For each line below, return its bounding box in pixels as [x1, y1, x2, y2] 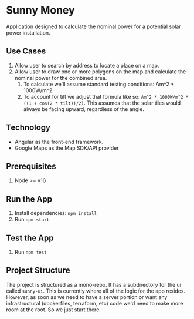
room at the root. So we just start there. [6, 306, 101, 313]
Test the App [6, 233, 54, 243]
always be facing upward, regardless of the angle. [23, 105, 145, 112]
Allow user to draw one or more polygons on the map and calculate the [14, 68, 186, 75]
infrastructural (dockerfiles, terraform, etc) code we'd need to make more [6, 300, 183, 307]
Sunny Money [6, 4, 75, 17]
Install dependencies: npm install [14, 210, 97, 217]
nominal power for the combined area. [14, 74, 107, 81]
